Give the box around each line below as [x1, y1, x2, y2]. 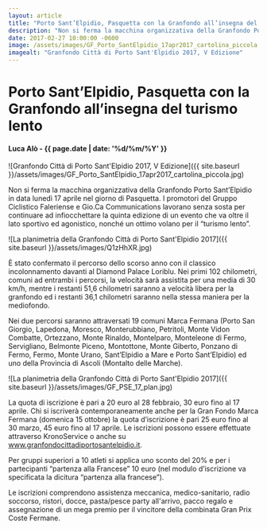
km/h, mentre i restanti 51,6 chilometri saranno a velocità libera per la [8, 284, 234, 293]
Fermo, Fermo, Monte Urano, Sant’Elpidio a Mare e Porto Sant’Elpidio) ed [8, 350, 247, 359]
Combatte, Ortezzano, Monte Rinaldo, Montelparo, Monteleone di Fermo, [8, 333, 247, 343]
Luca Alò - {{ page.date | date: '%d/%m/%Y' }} [8, 143, 168, 153]
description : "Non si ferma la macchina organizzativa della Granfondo [8, 26, 250, 34]
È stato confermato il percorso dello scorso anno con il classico [8, 258, 216, 268]
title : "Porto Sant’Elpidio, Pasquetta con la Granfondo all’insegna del [8, 19, 258, 27]
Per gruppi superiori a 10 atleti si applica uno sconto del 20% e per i [8, 456, 230, 465]
